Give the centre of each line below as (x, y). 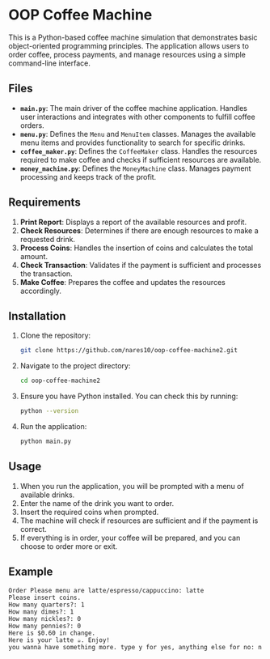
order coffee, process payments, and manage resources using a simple (127, 54)
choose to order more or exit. (69, 546)
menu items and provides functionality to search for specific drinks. (133, 142)
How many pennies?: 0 (45, 626)
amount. (34, 256)
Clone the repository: (55, 336)
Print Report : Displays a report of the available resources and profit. (133, 222)
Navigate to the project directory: (75, 366)
